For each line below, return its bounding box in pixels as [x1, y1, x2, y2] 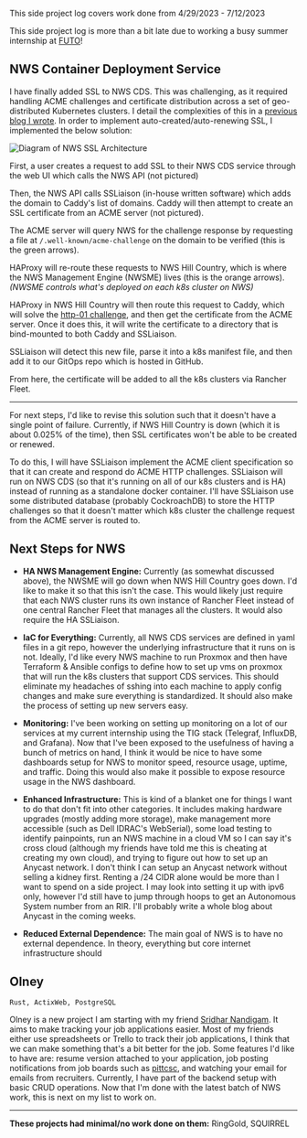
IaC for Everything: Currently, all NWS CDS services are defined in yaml [22, 631, 295, 643]
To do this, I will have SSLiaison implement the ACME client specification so [9, 456, 294, 467]
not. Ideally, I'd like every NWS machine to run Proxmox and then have [22, 651, 288, 662]
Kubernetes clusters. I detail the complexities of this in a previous [51, 105, 298, 116]
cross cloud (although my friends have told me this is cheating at [22, 842, 268, 853]
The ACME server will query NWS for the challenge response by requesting [9, 224, 294, 236]
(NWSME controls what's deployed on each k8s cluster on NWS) [9, 281, 254, 292]
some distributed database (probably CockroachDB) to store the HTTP [9, 495, 276, 506]
